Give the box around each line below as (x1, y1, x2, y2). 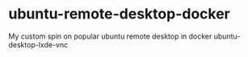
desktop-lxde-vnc (8, 39, 69, 49)
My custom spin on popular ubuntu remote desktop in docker (8, 31, 212, 41)
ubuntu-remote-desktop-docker (8, 5, 230, 23)
